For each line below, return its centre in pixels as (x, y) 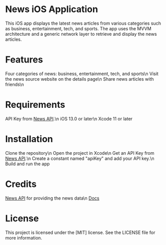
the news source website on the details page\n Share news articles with (80, 79)
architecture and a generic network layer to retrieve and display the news (81, 34)
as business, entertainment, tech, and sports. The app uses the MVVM (78, 28)
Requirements (35, 105)
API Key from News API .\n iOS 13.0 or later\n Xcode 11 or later (69, 118)
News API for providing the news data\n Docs (52, 198)
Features (24, 60)
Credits (21, 184)
